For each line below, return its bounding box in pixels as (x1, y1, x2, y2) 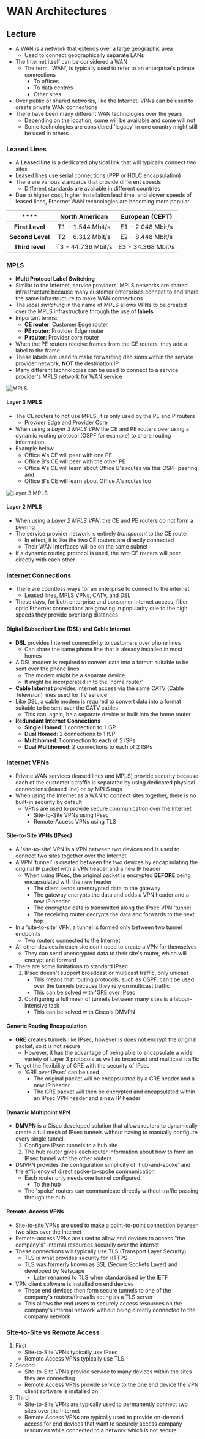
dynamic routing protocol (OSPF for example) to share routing (15, 431, 171, 439)
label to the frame (15, 346, 60, 354)
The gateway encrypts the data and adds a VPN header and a (33, 891, 190, 898)
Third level (13, 243, 46, 251)
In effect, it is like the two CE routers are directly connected (24, 536, 174, 544)
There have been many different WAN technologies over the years (15, 110, 182, 117)
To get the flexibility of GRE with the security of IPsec (15, 1062, 150, 1069)
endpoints (15, 930, 41, 937)
